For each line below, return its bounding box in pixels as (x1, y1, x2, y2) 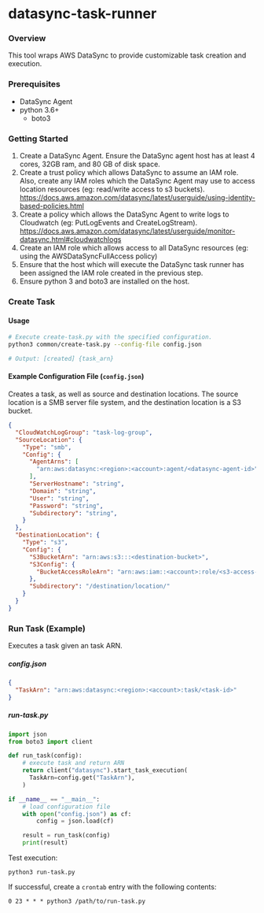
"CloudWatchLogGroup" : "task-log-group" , (15, 429, 153, 436)
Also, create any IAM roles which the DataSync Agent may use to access (19, 176, 255, 186)
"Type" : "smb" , (22, 443, 72, 451)
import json (8, 730, 47, 738)
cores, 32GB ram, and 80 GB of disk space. (19, 159, 161, 169)
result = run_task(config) (22, 832, 111, 840)
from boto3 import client (8, 737, 93, 745)
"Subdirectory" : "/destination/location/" (28, 582, 170, 591)
